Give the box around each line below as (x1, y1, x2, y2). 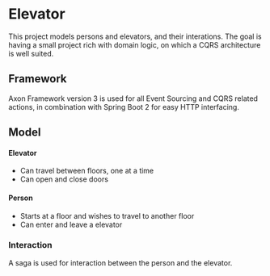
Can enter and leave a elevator (19, 220, 123, 229)
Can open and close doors (19, 174, 109, 184)
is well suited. (8, 48, 54, 58)
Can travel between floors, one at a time (19, 166, 154, 176)
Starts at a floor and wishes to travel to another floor (19, 211, 195, 220)
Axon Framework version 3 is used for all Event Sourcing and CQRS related (8, 94, 259, 103)
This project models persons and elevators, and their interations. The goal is (8, 31, 262, 41)
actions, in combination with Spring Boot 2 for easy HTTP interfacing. (8, 102, 240, 111)
